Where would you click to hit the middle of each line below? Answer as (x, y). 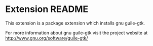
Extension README (47, 9)
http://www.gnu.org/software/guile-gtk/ (47, 38)
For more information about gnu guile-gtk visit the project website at (76, 32)
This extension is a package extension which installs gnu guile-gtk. (75, 23)
